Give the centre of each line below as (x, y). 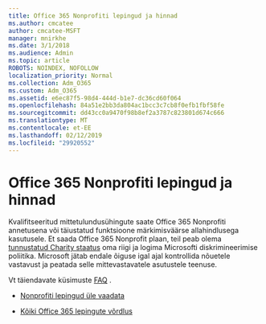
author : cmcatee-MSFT (45, 31)
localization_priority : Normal (61, 76)
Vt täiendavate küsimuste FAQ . (60, 280)
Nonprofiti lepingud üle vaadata (72, 296)
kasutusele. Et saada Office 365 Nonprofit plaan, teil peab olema (115, 239)
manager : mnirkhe (37, 38)
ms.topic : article (39, 61)
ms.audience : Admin (41, 53)
